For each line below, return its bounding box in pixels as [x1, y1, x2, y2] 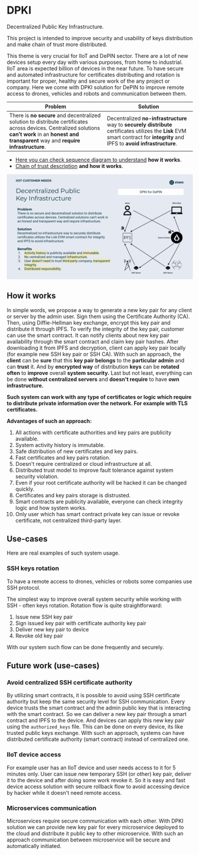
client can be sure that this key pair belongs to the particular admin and [6, 357, 185, 364]
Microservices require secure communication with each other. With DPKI [6, 817, 184, 824]
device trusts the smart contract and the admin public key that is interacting [6, 704, 191, 711]
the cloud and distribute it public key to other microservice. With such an [6, 830, 184, 837]
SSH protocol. [6, 584, 41, 591]
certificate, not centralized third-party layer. [15, 517, 122, 524]
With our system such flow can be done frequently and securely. [6, 643, 164, 650]
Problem [44, 103, 67, 110]
